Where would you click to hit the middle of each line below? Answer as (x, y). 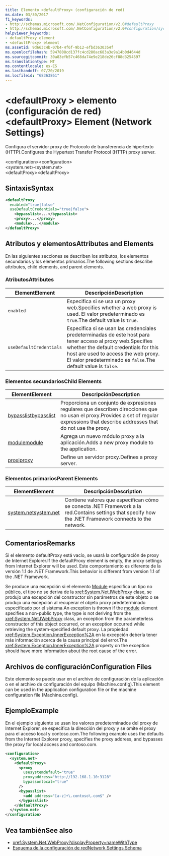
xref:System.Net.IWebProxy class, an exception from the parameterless (79, 619)
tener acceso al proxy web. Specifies (110, 341)
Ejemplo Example (32, 711)
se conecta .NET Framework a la (103, 506)
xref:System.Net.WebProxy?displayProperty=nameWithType (75, 842)
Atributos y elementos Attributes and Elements (79, 244)
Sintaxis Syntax (29, 188)
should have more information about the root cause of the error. (71, 651)
